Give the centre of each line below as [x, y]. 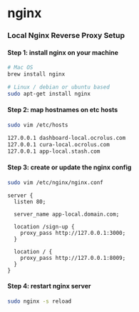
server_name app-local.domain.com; [67, 214]
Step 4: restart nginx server [49, 286]
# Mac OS [20, 68]
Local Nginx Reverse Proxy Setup [66, 36]
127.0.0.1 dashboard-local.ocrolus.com [67, 138]
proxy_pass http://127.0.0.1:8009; [73, 258]
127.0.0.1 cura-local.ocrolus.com [59, 144]
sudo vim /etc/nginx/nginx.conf [55, 182]
